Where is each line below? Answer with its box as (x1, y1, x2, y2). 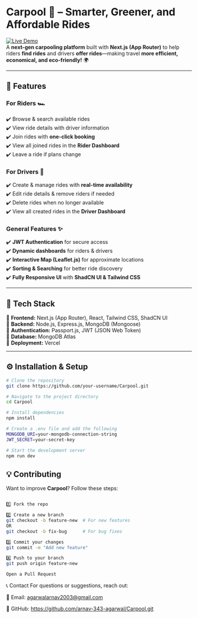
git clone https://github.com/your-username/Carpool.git (6, 383, 149, 389)
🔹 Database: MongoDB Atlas (6, 333, 76, 341)
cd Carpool (6, 399, 33, 405)
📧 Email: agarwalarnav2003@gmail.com (6, 594, 103, 601)
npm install (6, 415, 35, 421)
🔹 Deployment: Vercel (6, 339, 61, 346)
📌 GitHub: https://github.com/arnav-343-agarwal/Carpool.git (6, 605, 154, 612)
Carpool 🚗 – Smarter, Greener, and (6, 5, 176, 19)
